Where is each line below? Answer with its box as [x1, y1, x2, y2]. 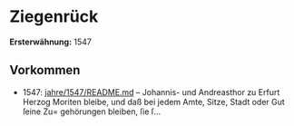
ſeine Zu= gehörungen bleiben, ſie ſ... [22, 106, 162, 117]
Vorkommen [9, 63, 81, 78]
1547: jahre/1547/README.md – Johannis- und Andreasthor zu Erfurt [22, 86, 280, 97]
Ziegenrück [9, 6, 99, 27]
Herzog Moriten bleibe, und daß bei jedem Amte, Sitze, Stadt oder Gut [22, 96, 286, 107]
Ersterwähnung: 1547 [9, 36, 93, 47]
